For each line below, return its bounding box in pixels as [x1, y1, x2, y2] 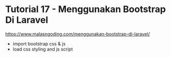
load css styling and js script [12, 46, 73, 52]
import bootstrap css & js [12, 40, 66, 46]
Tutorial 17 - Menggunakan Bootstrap [5, 4, 166, 15]
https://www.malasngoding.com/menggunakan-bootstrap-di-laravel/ [5, 31, 150, 37]
